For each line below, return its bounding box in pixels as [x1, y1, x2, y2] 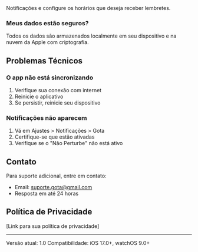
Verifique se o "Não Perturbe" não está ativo [14, 140, 123, 147]
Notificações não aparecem [6, 113, 87, 122]
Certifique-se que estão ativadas [14, 133, 95, 140]
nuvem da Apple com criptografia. [6, 39, 90, 46]
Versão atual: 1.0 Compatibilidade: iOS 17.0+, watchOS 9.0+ [6, 239, 150, 246]
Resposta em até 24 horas [14, 190, 79, 197]
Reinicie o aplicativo [14, 93, 64, 100]
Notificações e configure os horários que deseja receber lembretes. [6, 5, 171, 11]
